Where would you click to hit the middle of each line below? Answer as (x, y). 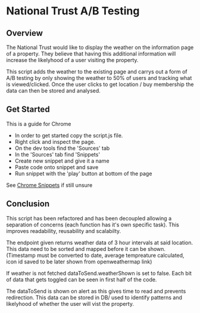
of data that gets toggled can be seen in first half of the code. (82, 280)
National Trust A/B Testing (73, 11)
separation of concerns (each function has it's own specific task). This (93, 225)
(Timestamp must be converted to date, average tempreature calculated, (95, 255)
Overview (25, 33)
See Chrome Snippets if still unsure (49, 185)
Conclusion (28, 204)
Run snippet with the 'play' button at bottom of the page (83, 173)
